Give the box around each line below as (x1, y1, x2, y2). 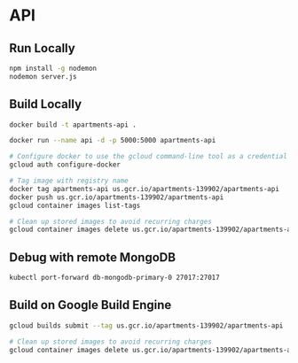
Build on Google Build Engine (9, 297, 172, 313)
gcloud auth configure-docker (9, 160, 122, 169)
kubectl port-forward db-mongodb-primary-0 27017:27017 (9, 274, 220, 282)
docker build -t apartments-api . (9, 120, 137, 129)
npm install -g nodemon (9, 64, 98, 73)
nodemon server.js (9, 72, 77, 81)
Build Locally (9, 97, 82, 112)
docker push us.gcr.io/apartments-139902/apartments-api (9, 192, 224, 202)
